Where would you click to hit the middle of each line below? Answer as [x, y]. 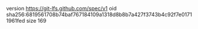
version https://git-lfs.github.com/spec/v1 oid [62, 8]
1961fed [16, 21]
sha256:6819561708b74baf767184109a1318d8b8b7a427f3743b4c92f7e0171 [99, 14]
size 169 [36, 21]
